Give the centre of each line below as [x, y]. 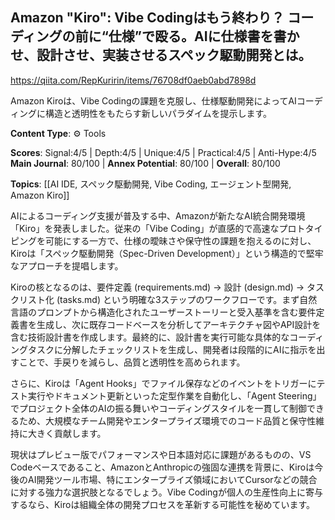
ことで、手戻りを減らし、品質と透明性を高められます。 [132, 362]
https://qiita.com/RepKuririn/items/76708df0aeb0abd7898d [133, 80]
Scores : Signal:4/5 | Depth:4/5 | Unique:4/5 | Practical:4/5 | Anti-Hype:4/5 [163, 152]
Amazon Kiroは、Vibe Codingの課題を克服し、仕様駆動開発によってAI [153, 100]
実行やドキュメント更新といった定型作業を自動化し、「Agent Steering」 [174, 395]
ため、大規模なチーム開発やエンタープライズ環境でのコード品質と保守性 [167, 420]
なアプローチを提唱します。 [67, 265]
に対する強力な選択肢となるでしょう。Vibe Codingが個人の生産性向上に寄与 [166, 492]
